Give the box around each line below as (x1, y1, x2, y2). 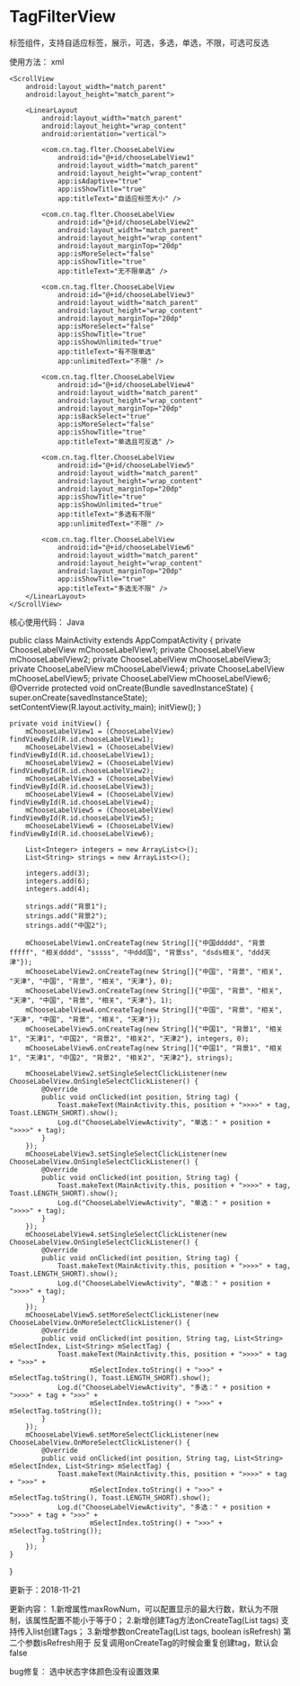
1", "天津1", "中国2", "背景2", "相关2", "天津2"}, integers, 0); (9, 1033, 250, 1043)
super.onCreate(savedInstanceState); (9, 691, 148, 703)
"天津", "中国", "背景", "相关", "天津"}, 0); (9, 977, 173, 986)
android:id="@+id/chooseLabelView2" (57, 218, 195, 227)
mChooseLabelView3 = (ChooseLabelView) (25, 774, 175, 783)
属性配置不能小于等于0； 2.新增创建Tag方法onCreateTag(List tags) (32, 1614, 279, 1626)
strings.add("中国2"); (25, 921, 108, 930)
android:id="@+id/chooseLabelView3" (57, 290, 195, 299)
